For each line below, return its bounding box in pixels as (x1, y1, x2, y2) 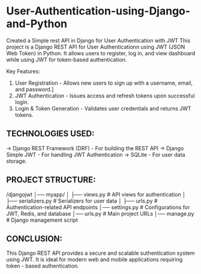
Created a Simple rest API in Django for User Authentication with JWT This (6, 37, 191, 44)
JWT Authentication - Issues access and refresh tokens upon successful (14, 92, 195, 99)
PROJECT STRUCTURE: (6, 175, 96, 185)
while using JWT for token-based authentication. (6, 56, 127, 63)
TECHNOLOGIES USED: (6, 129, 95, 139)
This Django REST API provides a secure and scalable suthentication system (6, 249, 195, 257)
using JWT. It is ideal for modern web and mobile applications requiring (6, 256, 183, 263)
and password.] (14, 85, 54, 93)
